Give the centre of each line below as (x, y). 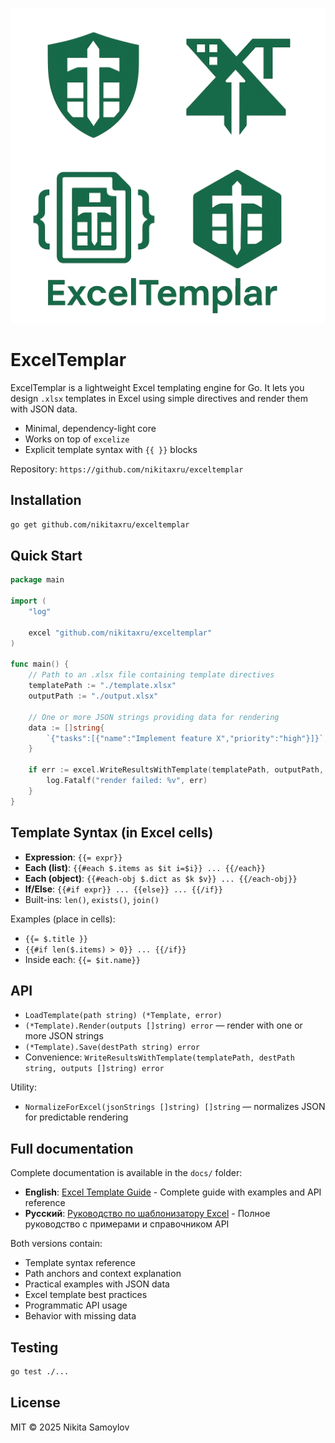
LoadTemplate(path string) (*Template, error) (123, 1016)
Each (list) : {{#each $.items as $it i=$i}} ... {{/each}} (145, 867)
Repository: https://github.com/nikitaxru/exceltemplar (127, 469)
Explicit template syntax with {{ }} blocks (111, 449)
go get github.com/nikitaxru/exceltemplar (100, 524)
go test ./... (40, 1371)
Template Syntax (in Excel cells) (112, 833)
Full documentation (72, 1148)
